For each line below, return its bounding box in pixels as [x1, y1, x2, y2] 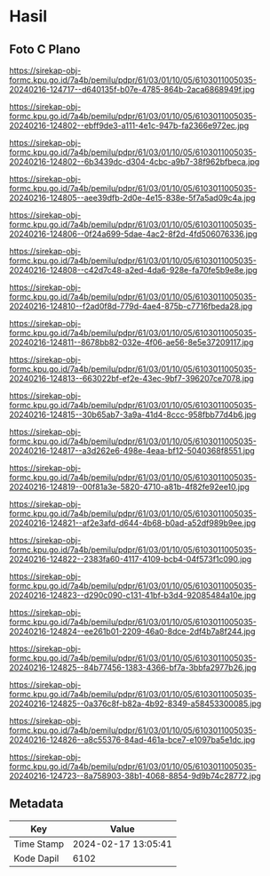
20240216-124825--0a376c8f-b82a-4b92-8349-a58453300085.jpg [9, 698, 262, 709]
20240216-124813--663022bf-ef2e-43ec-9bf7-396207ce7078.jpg [9, 374, 255, 383]
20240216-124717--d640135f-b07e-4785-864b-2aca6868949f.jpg [9, 84, 255, 94]
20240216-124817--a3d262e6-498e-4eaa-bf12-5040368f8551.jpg [9, 446, 255, 455]
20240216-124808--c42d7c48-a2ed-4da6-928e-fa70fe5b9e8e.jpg [9, 265, 258, 275]
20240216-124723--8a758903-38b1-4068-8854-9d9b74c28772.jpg [9, 771, 262, 781]
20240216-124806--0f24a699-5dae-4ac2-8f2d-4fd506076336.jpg [9, 229, 258, 239]
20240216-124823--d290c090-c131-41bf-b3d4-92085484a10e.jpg [9, 590, 256, 600]
